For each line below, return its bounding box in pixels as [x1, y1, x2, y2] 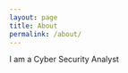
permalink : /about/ [9, 29, 82, 38]
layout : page [9, 12, 58, 22]
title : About [9, 21, 58, 30]
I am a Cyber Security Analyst [9, 54, 119, 65]
